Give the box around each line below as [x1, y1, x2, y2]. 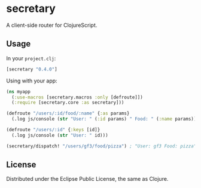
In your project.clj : [6, 54, 56, 61]
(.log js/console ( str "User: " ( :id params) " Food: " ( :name [11, 116, 172, 122]
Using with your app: [6, 77, 58, 84]
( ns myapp [6, 88, 31, 94]
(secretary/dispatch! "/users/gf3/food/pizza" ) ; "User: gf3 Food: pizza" [6, 143, 197, 149]
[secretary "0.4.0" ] [6, 66, 58, 72]
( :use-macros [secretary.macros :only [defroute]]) [11, 94, 144, 100]
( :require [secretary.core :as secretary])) [11, 100, 124, 106]
